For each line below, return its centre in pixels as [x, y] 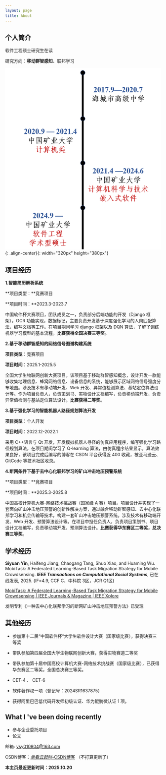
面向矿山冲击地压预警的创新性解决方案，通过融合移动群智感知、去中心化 [83, 509]
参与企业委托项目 [30, 729]
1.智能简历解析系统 [24, 283]
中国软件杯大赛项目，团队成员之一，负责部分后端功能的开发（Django [75, 314]
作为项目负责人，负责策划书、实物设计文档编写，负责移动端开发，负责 [89, 394]
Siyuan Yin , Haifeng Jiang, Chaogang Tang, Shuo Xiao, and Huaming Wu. [80, 563]
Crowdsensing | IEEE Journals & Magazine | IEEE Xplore [62, 596]
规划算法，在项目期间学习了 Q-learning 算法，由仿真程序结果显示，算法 [82, 448]
